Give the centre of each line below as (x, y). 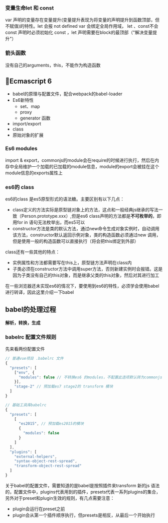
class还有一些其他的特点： (33, 252)
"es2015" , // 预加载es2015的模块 (51, 424)
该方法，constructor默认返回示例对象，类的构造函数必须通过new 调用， (87, 235)
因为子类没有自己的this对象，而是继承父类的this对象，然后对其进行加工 (86, 275)
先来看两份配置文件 (25, 349)
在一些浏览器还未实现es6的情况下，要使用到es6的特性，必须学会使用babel (82, 286)
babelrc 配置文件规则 (31, 337)
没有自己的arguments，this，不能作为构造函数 (53, 65)
